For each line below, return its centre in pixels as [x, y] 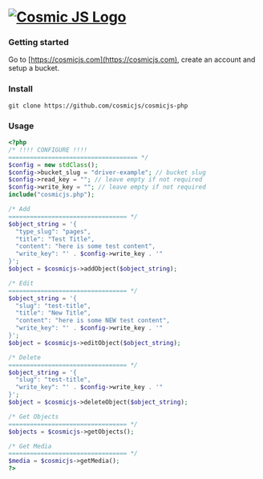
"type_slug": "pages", [53, 231]
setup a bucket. [34, 68]
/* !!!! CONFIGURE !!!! [48, 150]
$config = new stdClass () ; [53, 164]
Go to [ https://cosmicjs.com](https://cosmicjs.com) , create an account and [132, 59]
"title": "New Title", [53, 313]
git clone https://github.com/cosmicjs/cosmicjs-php [98, 106]
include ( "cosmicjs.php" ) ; [51, 195]
